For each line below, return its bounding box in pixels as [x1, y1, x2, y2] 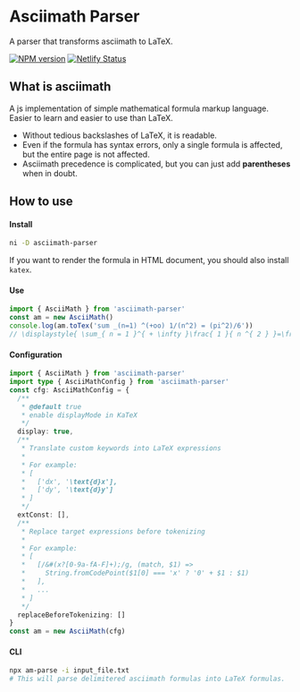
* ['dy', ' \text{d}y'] [21, 485, 114, 494]
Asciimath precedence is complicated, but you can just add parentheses [21, 158, 291, 169]
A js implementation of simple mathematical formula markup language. [9, 103, 270, 114]
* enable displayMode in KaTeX [21, 410, 138, 420]
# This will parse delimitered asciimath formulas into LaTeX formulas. [9, 674, 286, 684]
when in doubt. [21, 167, 78, 178]
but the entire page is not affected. [21, 149, 150, 159]
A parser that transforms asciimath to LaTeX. [9, 36, 173, 47]
